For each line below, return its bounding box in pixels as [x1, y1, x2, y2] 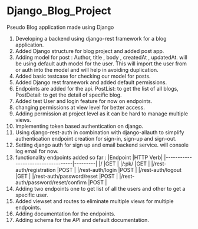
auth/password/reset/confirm [15, 178, 87, 186]
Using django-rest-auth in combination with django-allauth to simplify [15, 128, 184, 136]
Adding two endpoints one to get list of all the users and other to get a [15, 185, 186, 192]
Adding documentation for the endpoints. [15, 210, 115, 217]
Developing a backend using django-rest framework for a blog [15, 35, 167, 42]
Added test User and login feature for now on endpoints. [15, 97, 153, 104]
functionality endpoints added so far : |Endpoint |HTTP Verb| [15, 154, 163, 161]
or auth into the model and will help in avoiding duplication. [15, 66, 159, 73]
